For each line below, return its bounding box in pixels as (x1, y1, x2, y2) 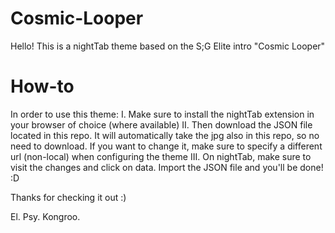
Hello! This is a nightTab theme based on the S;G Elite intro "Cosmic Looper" (10, 40, 326, 52)
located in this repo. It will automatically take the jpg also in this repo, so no (10, 129, 320, 141)
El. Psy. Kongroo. (10, 210, 81, 222)
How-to (10, 75, 75, 98)
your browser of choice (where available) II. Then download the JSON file (10, 118, 313, 131)
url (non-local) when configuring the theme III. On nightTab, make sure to (10, 150, 312, 162)
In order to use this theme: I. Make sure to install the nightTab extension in (10, 108, 315, 120)
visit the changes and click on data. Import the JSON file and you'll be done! (10, 161, 324, 173)
